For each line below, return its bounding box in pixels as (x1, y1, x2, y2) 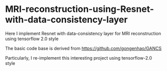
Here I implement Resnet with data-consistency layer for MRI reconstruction (5, 30, 161, 36)
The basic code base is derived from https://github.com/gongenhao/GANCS (5, 45, 162, 51)
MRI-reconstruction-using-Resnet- (5, 3, 155, 15)
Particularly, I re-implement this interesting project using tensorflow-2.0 (5, 55, 152, 61)
